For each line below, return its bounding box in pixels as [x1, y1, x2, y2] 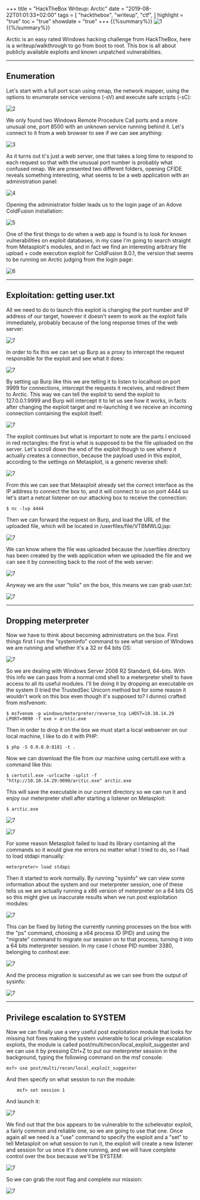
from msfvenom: [6, 699, 47, 707]
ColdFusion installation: [6, 207, 64, 214]
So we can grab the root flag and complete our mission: [6, 1176, 143, 1183]
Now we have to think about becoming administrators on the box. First [6, 631, 179, 639]
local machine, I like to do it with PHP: [6, 733, 98, 740]
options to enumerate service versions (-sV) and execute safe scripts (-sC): [6, 93, 192, 100]
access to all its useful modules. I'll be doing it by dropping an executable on [6, 680, 194, 688]
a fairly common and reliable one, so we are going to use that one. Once [6, 1127, 183, 1134]
